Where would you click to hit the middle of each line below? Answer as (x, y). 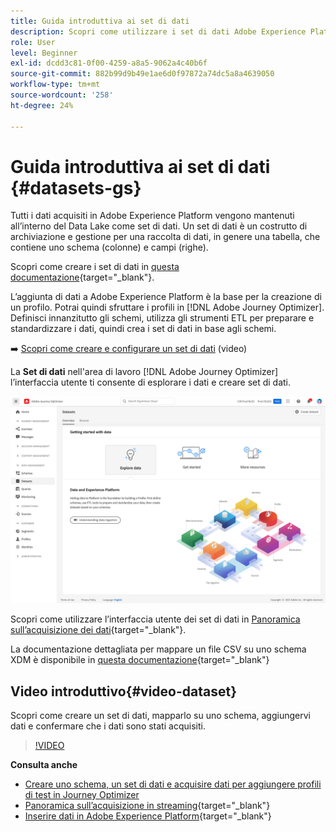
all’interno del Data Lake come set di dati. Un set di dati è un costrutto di (159, 226)
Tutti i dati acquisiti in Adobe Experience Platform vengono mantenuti (152, 216)
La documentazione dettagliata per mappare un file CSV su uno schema (158, 649)
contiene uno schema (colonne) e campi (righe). (109, 247)
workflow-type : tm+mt (55, 85)
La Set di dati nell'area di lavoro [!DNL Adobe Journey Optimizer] (144, 372)
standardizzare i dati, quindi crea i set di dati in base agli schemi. (143, 329)
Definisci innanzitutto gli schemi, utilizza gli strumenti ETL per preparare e (162, 318)
